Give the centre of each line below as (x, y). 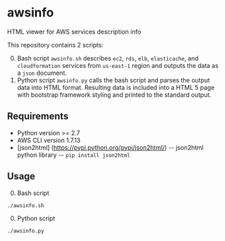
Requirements (38, 116)
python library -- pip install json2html (73, 154)
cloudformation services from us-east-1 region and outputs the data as (118, 65)
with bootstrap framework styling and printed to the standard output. (114, 95)
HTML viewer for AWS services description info (74, 32)
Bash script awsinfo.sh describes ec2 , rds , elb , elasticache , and (108, 58)
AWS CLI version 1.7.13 (49, 140)
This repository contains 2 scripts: (56, 45)
